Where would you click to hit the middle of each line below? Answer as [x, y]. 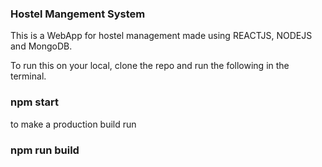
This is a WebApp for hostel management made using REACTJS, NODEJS [161, 36]
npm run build [45, 150]
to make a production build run [73, 124]
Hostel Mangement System [78, 14]
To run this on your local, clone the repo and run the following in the [150, 66]
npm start [35, 102]
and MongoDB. [41, 46]
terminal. [28, 76]
